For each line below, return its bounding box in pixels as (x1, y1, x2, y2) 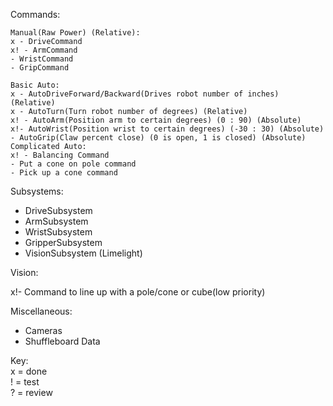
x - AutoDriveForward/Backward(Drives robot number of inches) (10, 89, 280, 99)
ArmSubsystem (24, 215, 89, 227)
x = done (10, 365, 48, 377)
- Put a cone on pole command (10, 159, 137, 169)
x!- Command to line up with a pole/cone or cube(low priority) (10, 286, 266, 298)
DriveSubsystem (24, 205, 93, 216)
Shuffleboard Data (24, 335, 101, 347)
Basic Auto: (10, 80, 60, 90)
